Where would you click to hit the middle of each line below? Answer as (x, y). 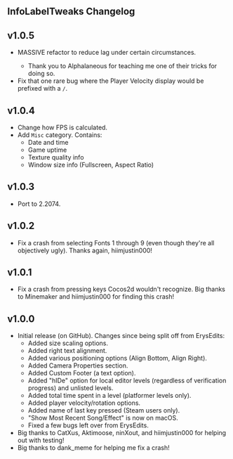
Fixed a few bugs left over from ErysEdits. (88, 425)
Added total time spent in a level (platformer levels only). (109, 396)
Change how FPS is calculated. (62, 128)
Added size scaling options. (68, 343)
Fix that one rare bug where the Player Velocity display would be (111, 81)
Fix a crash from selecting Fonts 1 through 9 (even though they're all (116, 243)
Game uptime (47, 150)
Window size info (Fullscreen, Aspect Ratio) (91, 165)
